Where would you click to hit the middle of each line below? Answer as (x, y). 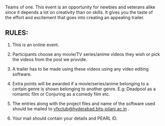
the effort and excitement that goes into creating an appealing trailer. (75, 17)
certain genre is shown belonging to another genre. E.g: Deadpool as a (84, 89)
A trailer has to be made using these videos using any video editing (80, 69)
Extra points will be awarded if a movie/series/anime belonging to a (81, 83)
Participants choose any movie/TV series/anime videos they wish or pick (86, 54)
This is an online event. (35, 45)
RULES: (17, 33)
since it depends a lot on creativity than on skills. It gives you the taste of (79, 12)
